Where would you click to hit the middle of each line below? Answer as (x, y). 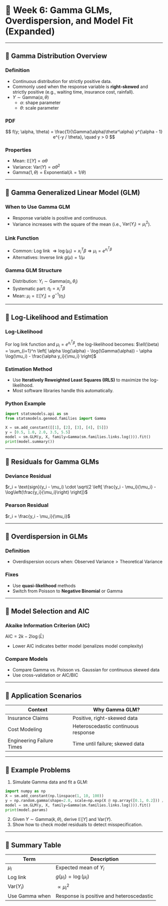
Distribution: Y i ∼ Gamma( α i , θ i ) (45, 281)
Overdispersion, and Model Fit (69, 21)
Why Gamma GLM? (116, 710)
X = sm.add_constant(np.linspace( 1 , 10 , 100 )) (54, 796)
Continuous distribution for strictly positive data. (62, 81)
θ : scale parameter (39, 108)
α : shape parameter (40, 103)
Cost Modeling (25, 729)
